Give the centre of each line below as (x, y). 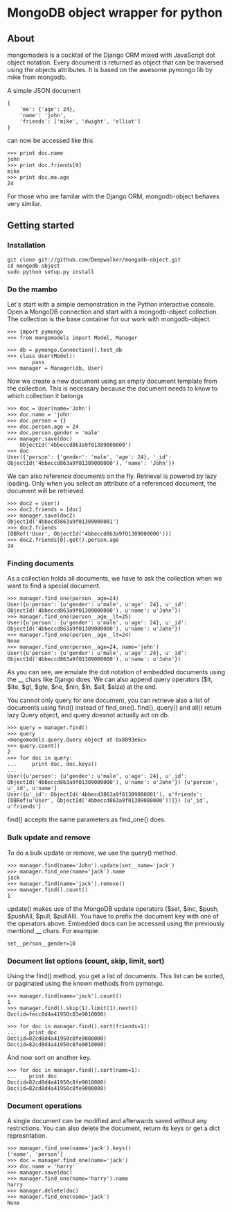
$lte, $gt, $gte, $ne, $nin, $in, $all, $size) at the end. (82, 687)
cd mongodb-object (34, 266)
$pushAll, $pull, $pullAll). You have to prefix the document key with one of (113, 916)
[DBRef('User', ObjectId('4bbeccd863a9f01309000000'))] (89, 534)
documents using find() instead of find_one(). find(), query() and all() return (114, 708)
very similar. (25, 204)
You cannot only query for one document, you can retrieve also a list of (108, 700)
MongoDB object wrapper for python (115, 13)
